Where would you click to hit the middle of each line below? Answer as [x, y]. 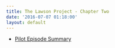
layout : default [26, 22]
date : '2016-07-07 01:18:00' [42, 17]
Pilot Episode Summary [43, 39]
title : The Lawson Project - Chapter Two [58, 11]
